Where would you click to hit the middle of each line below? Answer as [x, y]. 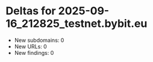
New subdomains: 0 [39, 40]
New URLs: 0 [31, 46]
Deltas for [31, 11]
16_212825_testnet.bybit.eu [76, 24]
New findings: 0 [34, 52]
